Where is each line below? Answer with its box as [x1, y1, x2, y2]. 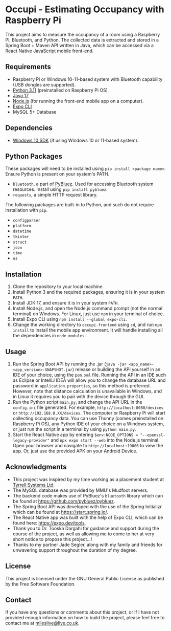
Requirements [5, 62, 51, 71]
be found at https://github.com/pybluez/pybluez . [12, 498, 115, 504]
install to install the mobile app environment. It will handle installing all [12, 327, 163, 333]
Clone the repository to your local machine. [12, 284, 104, 290]
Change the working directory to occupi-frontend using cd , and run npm [12, 321, 162, 328]
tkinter [12, 234, 29, 240]
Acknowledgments [5, 463, 67, 471]
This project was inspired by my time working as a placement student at [12, 476, 164, 482]
